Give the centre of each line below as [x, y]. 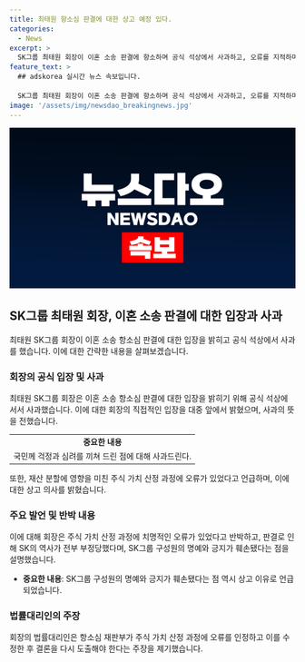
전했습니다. [39, 421]
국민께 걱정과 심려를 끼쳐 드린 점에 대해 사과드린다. [103, 456]
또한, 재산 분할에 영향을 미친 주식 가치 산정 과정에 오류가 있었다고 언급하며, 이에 [150, 478]
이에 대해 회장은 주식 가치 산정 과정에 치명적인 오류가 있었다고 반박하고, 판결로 [148, 537]
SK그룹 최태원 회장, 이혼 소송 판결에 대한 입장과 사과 [146, 316]
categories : [32, 29]
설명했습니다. [33, 559]
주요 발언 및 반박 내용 [52, 515]
